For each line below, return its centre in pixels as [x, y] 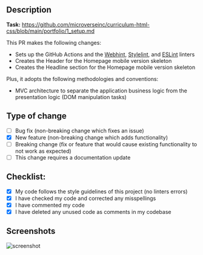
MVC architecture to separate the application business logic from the [101, 91]
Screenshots [31, 231]
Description [29, 10]
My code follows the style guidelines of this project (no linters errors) [101, 191]
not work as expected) [43, 151]
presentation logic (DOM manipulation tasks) [71, 97]
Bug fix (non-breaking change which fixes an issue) [79, 131]
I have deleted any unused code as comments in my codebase [93, 211]
